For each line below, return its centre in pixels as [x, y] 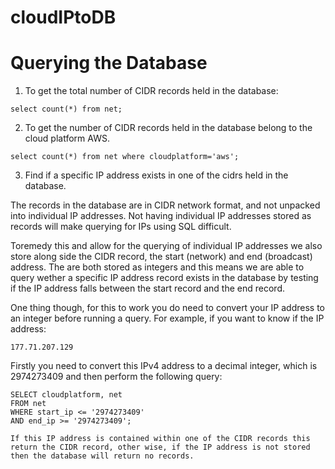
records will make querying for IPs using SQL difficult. [121, 227]
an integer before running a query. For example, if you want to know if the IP [167, 318]
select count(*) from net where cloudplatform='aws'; [125, 157]
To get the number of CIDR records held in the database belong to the [168, 128]
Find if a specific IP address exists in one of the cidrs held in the [156, 175]
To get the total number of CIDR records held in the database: [151, 91]
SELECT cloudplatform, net [66, 395]
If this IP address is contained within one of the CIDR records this [160, 439]
